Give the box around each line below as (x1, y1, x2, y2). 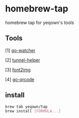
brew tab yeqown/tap (5, 104, 48, 109)
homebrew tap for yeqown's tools (5, 19, 75, 25)
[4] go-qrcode (5, 76, 35, 82)
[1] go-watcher (5, 47, 36, 53)
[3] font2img (5, 66, 31, 72)
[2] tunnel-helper (5, 57, 40, 63)
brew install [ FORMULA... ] (5, 108, 61, 114)
